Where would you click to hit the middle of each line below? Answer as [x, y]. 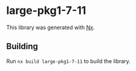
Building [22, 46]
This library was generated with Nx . [50, 27]
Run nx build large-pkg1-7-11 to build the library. [69, 61]
